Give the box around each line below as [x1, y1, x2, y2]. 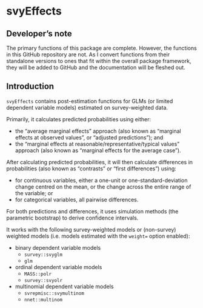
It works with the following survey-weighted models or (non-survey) [6, 226, 176, 233]
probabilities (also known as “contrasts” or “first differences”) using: [6, 165, 177, 172]
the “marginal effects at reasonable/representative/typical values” [15, 140, 180, 147]
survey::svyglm [24, 252, 62, 258]
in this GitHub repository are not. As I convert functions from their [6, 51, 170, 58]
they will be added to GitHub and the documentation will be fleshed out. [6, 64, 186, 71]
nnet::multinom [24, 296, 62, 303]
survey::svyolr [24, 277, 62, 283]
